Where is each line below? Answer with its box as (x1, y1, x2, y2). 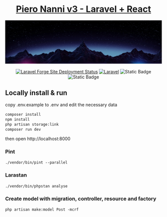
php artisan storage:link (5, 122, 59, 127)
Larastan (5, 172, 27, 179)
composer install (5, 112, 41, 117)
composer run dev (5, 127, 41, 132)
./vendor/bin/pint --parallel (5, 160, 68, 165)
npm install (5, 117, 30, 122)
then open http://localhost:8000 (5, 136, 71, 142)
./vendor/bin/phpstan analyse (5, 184, 68, 189)
